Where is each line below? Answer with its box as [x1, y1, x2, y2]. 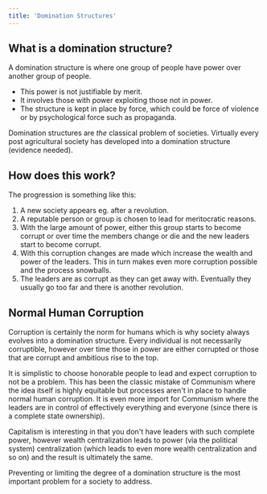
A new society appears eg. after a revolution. [19, 206, 169, 216]
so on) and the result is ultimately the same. [8, 452, 154, 463]
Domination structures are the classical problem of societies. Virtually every [8, 128, 259, 138]
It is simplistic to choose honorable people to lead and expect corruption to [8, 368, 257, 378]
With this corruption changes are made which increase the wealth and [19, 249, 253, 258]
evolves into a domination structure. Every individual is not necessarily [8, 336, 242, 346]
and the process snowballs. [19, 266, 112, 275]
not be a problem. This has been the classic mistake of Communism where [8, 377, 256, 387]
